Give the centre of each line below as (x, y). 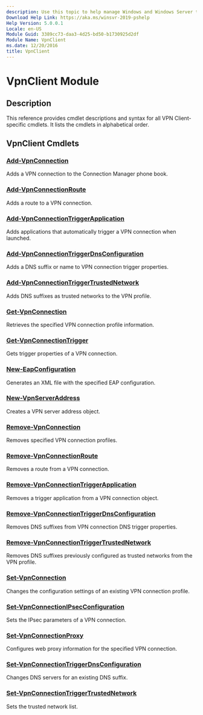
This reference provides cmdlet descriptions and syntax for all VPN (90, 118)
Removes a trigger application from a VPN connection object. (82, 498)
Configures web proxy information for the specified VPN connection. (92, 649)
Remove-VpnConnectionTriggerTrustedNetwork (79, 542)
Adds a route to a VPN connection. (49, 203)
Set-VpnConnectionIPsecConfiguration (66, 607)
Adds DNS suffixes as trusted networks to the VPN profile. (79, 296)
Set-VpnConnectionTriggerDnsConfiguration (74, 665)
